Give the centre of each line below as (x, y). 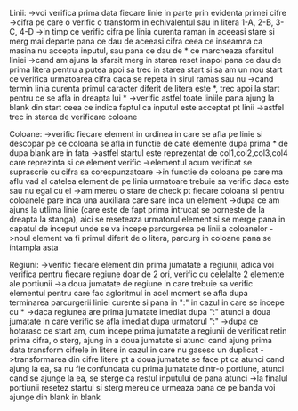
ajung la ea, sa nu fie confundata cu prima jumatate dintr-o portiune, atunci (147, 369)
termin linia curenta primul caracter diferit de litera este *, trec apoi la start (145, 89)
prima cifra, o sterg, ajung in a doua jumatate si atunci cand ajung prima (141, 340)
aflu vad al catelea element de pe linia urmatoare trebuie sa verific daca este (149, 181)
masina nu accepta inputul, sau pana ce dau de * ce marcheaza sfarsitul (141, 51)
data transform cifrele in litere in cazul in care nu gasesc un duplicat (134, 350)
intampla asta (34, 247)
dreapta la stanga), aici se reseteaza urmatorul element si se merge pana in (147, 219)
